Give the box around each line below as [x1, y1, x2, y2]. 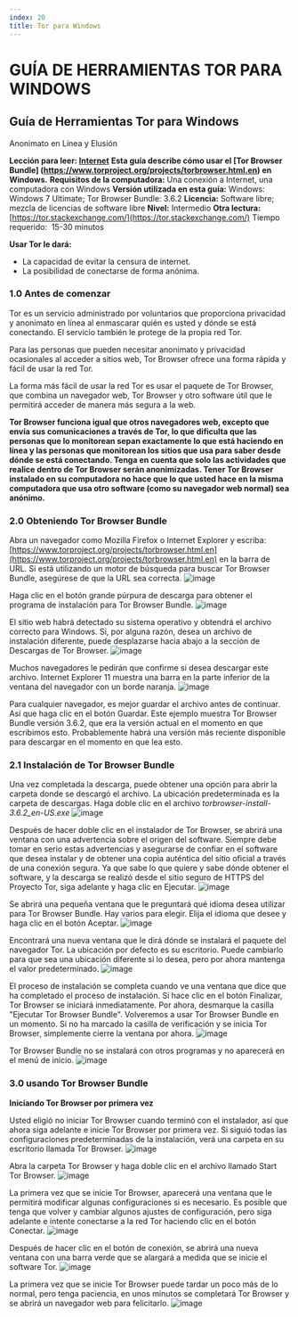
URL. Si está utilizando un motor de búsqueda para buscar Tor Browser [9, 564, 270, 574]
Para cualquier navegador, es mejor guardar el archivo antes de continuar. [9, 699, 280, 710]
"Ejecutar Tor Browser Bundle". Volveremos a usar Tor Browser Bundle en [9, 1009, 279, 1020]
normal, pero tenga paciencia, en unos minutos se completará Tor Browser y [9, 1288, 290, 1298]
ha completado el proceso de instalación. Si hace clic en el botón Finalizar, [9, 991, 283, 1001]
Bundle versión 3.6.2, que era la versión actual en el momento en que [9, 718, 264, 728]
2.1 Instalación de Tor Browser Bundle [9, 759, 175, 771]
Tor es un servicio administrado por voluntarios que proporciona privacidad [9, 308, 286, 318]
